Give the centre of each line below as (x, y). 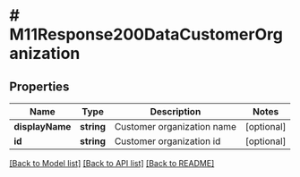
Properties (39, 86)
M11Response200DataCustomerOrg (146, 34)
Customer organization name (176, 126)
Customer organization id (167, 141)
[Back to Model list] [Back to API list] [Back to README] (112, 163)
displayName (43, 126)
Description (176, 111)
